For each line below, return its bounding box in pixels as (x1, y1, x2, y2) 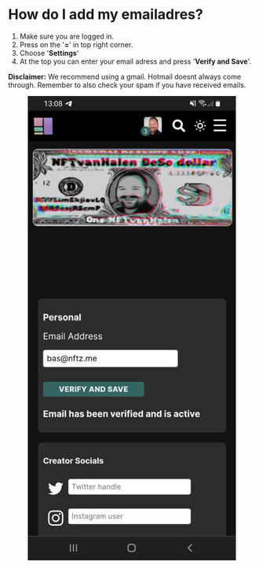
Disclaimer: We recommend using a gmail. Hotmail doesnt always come (8, 72, 242, 81)
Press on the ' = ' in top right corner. (19, 39, 133, 49)
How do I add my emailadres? (8, 6, 204, 24)
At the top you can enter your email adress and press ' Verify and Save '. (19, 57, 252, 66)
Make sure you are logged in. (19, 31, 115, 41)
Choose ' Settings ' (19, 48, 79, 57)
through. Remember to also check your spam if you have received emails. (8, 80, 246, 90)
